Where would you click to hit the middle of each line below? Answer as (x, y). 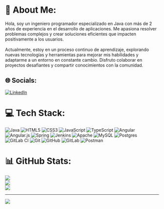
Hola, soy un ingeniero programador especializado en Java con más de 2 (79, 23)
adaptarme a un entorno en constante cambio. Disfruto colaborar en (74, 60)
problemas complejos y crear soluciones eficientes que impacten (71, 34)
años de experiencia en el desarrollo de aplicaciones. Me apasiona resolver (81, 28)
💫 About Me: (31, 10)
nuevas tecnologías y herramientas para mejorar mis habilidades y (72, 55)
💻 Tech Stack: (35, 113)
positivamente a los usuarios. (34, 39)
